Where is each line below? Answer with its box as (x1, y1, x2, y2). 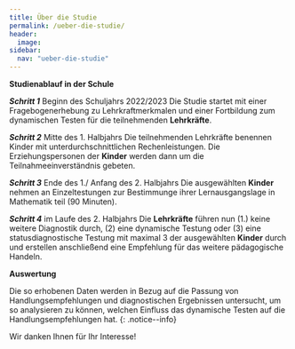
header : (9, 29, 38, 38)
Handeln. (9, 251, 43, 262)
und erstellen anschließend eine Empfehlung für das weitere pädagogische (9, 242, 284, 252)
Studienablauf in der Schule (9, 79, 115, 89)
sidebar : (9, 46, 42, 55)
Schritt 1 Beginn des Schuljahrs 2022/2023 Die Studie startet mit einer (9, 96, 267, 107)
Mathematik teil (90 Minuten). (9, 196, 117, 207)
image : (17, 37, 42, 47)
